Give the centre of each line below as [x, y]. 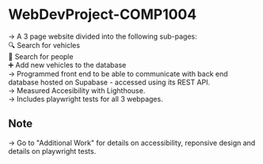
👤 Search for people [41, 56]
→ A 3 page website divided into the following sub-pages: [103, 36]
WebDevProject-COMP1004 [103, 15]
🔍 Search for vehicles [44, 45]
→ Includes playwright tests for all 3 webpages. [86, 99]
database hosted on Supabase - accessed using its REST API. [109, 82]
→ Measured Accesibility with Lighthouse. [77, 90]
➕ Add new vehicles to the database [67, 65]
